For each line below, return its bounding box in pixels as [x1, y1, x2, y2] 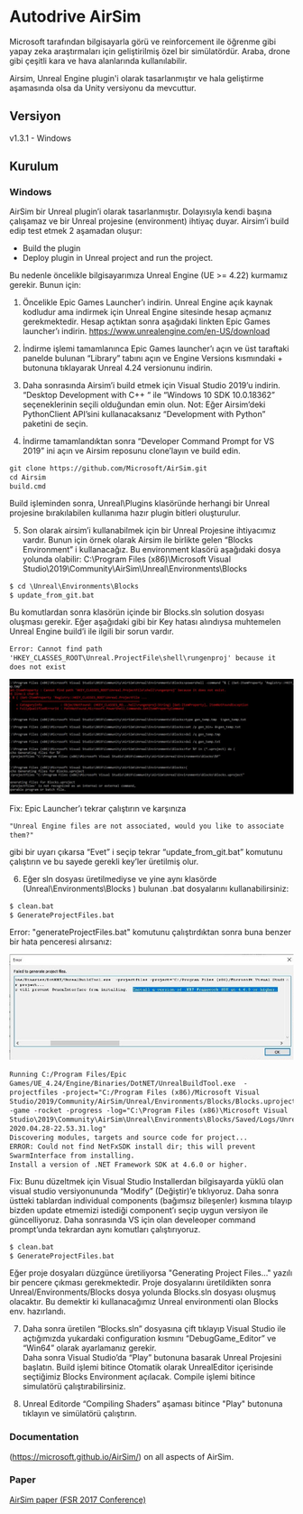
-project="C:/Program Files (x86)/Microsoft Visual [61, 1088, 260, 1098]
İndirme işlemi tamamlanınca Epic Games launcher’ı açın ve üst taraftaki [22, 343, 289, 354]
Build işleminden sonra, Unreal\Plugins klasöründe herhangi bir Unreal [9, 498, 271, 509]
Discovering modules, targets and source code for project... [9, 1133, 248, 1143]
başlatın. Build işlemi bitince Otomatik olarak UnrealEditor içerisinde [22, 1361, 273, 1373]
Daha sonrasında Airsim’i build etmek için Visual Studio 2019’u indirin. [22, 380, 281, 391]
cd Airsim [9, 473, 47, 482]
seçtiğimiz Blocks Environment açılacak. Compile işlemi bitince [22, 1371, 256, 1382]
